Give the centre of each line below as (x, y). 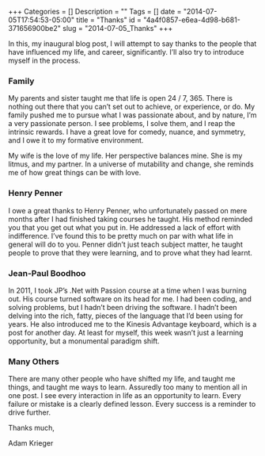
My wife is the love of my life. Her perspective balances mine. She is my (125, 156)
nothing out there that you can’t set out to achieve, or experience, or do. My (132, 107)
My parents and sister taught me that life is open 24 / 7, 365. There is (121, 98)
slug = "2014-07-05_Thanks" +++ (118, 28)
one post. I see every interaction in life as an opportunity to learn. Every (125, 396)
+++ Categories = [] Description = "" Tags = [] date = (95, 11)
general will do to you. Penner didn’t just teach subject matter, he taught (125, 244)
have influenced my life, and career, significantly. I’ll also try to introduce (126, 52)
